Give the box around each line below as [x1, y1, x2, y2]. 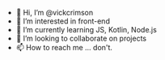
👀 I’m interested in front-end [15, 16, 111, 26]
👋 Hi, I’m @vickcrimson [15, 8, 94, 17]
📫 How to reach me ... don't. [15, 43, 113, 52]
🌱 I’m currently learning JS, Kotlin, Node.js [15, 25, 158, 34]
